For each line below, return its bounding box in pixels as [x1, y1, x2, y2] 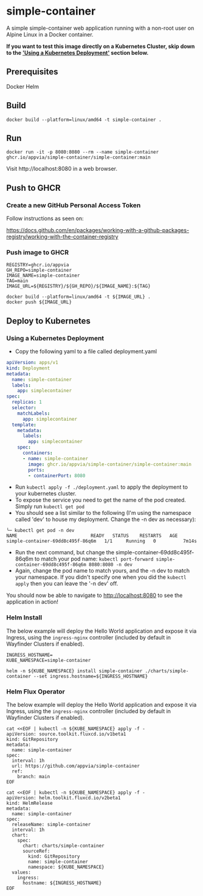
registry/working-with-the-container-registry [6, 233, 119, 241]
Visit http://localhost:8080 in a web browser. [6, 165, 117, 173]
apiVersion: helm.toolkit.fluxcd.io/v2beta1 [6, 795, 121, 801]
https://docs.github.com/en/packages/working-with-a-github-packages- [6, 227, 190, 234]
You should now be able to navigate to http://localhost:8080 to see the [6, 591, 183, 599]
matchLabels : [17, 410, 50, 416]
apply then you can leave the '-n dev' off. [15, 580, 119, 587]
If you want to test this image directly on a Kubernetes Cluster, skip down [6, 43, 195, 50]
